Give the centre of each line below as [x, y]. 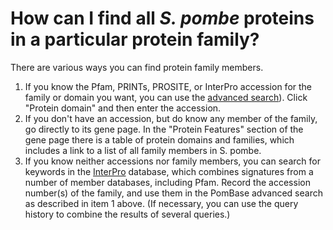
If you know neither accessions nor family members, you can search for [172, 161]
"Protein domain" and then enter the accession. [123, 108]
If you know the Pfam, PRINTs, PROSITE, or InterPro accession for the [168, 86]
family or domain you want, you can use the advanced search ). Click [166, 97]
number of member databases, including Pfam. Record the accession [167, 182]
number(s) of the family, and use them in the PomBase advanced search [173, 193]
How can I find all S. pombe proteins [162, 18]
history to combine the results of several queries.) [127, 214]
